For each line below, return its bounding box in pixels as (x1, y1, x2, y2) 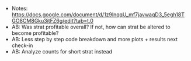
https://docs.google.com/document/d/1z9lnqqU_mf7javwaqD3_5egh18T (11, 11, 185, 18)
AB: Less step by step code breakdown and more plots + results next (11, 36, 178, 42)
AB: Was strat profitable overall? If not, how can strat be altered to (11, 23, 171, 30)
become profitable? (11, 30, 59, 37)
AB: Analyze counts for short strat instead (11, 48, 113, 55)
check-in (11, 42, 33, 49)
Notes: (11, 5, 28, 12)
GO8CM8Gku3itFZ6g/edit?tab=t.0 (11, 17, 93, 24)
